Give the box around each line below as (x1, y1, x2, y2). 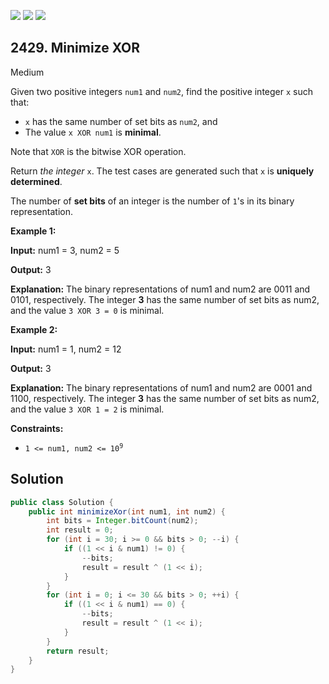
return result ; (46, 646, 110, 656)
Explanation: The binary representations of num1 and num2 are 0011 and (10, 283, 311, 295)
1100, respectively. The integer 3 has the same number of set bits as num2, (10, 392, 320, 404)
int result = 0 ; (46, 525, 114, 535)
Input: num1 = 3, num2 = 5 (10, 244, 120, 256)
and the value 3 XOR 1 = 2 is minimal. (10, 403, 165, 415)
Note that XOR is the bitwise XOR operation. (10, 145, 187, 157)
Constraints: (10, 422, 64, 434)
